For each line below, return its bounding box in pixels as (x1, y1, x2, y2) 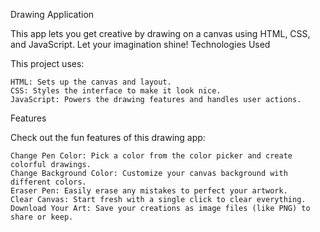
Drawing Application (10, 9, 95, 20)
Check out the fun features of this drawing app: (10, 132, 206, 143)
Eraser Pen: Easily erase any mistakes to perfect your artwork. (10, 186, 288, 196)
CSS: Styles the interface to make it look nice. (10, 86, 222, 96)
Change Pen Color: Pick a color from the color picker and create (10, 151, 293, 161)
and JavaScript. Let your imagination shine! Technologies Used (10, 39, 271, 50)
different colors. (10, 177, 87, 187)
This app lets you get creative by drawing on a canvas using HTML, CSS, (10, 28, 311, 39)
